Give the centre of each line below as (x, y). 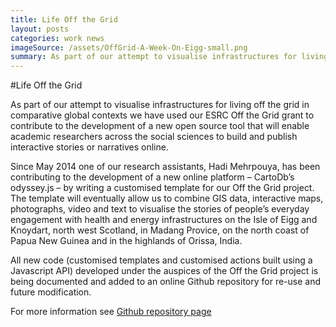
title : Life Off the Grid (64, 19)
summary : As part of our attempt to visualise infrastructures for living (169, 57)
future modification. (51, 292)
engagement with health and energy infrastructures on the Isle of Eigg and (164, 220)
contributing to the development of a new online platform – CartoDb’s (152, 177)
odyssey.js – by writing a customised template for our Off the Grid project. (162, 188)
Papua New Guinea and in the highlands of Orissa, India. (126, 241)
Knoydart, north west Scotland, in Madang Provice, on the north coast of (160, 230)
